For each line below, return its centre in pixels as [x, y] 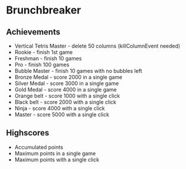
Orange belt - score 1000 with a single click [67, 96]
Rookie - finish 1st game [44, 52]
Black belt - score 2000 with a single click [65, 102]
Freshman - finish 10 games [48, 58]
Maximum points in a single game [55, 153]
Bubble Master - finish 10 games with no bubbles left [78, 71]
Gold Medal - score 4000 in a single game [66, 89]
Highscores [28, 133]
